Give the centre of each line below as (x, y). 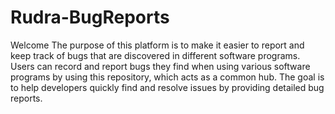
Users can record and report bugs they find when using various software (160, 66)
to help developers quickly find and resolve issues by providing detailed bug (167, 87)
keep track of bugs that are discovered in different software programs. (155, 55)
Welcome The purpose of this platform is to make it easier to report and (157, 45)
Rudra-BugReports (90, 17)
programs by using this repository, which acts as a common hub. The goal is (167, 77)
